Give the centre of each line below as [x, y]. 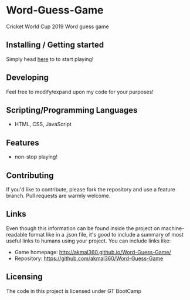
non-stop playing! [36, 157]
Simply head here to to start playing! [50, 59]
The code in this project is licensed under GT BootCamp [74, 291]
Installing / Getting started [55, 45]
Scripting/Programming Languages [72, 110]
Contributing [30, 175]
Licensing [24, 277]
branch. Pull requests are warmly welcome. [58, 195]
